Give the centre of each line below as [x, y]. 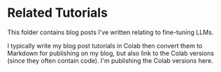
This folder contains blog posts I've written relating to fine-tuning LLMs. [110, 32]
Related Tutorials [58, 13]
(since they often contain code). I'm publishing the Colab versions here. [110, 60]
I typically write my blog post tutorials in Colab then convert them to [105, 45]
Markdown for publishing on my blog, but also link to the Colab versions [111, 53]
